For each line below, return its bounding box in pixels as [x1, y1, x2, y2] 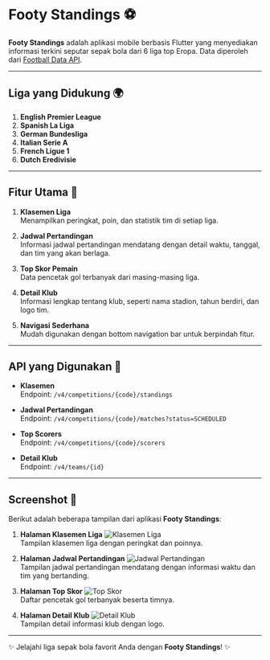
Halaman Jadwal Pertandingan [19, 554, 125, 564]
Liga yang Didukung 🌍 [8, 87, 124, 100]
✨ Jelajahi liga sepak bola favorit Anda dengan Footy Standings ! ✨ [8, 642, 231, 652]
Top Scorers [19, 429, 63, 439]
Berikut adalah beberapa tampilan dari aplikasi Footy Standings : [8, 514, 222, 524]
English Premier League [19, 112, 102, 121]
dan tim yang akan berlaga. [19, 248, 111, 257]
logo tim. [19, 305, 50, 314]
